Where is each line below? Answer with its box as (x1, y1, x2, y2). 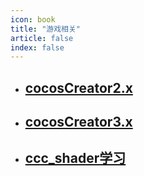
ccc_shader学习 (24, 150, 127, 167)
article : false (10, 33, 74, 43)
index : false (10, 42, 65, 53)
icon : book (10, 14, 56, 25)
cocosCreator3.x (24, 114, 133, 131)
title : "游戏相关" (10, 24, 82, 34)
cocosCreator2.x (24, 79, 133, 96)
